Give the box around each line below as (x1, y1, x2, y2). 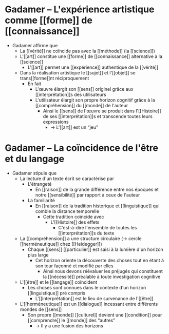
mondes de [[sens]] (20, 306, 62, 312)
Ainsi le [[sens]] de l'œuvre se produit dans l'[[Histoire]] (43, 108, 161, 114)
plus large (27, 251, 49, 258)
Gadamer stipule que (12, 170, 57, 176)
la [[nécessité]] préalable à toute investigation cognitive (43, 273, 161, 280)
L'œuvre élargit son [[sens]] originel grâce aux (35, 86, 134, 92)
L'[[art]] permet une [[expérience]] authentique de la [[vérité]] (27, 64, 159, 70)
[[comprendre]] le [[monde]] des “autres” (27, 317, 115, 323)
